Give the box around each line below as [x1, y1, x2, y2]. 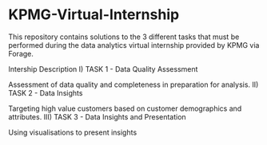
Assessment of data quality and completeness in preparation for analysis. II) [8, 80, 259, 89]
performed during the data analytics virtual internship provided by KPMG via [8, 40, 260, 49]
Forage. [8, 49, 34, 58]
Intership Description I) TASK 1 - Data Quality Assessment [8, 64, 198, 73]
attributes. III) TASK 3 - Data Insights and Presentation [8, 112, 186, 121]
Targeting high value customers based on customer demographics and [8, 104, 242, 113]
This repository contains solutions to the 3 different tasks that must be [8, 32, 240, 41]
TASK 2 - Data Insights [8, 88, 83, 97]
